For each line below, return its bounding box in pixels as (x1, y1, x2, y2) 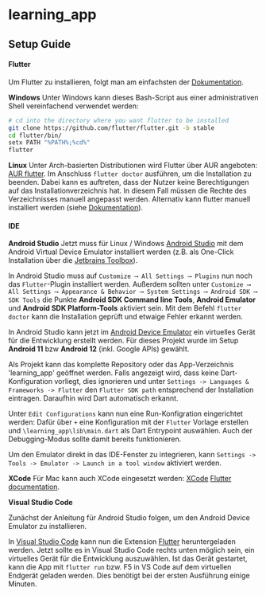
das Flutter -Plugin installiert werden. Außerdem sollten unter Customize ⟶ (8, 280, 251, 289)
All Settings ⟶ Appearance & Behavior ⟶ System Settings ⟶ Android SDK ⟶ (8, 288, 258, 296)
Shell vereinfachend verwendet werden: (8, 101, 139, 111)
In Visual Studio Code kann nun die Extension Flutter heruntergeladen (8, 537, 237, 546)
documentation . (8, 482, 60, 491)
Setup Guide (8, 37, 71, 51)
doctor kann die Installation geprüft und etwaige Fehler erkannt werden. (8, 312, 244, 322)
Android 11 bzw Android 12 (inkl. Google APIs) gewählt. (8, 344, 190, 354)
